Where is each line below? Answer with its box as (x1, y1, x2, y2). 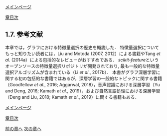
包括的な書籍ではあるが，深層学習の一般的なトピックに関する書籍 (26, 75, 163, 81)
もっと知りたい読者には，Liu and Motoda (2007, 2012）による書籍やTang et (5, 51, 161, 57)
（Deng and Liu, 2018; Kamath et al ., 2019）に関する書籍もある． (5, 94, 140, 100)
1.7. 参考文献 (5, 30, 43, 39)
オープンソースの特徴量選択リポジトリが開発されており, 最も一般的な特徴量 (5, 63, 160, 69)
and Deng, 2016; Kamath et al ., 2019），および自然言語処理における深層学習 (5, 88, 161, 94)
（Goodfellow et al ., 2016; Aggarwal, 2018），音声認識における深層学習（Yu (5, 81, 161, 87)
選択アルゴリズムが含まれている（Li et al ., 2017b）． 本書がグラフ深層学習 (5, 69, 156, 75)
